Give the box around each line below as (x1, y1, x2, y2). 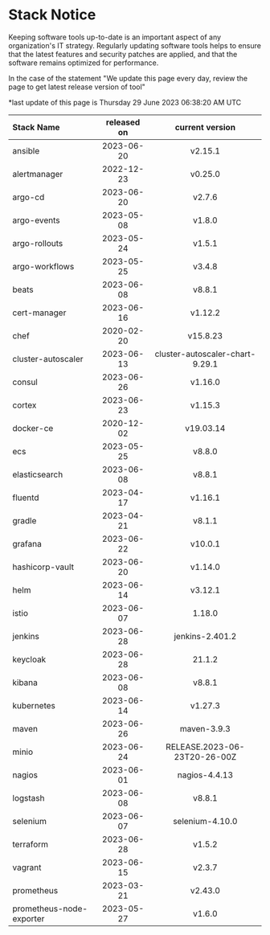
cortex (12, 400, 37, 411)
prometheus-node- (12, 903, 88, 914)
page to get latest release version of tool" (8, 82, 146, 92)
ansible (12, 145, 40, 156)
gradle (12, 515, 37, 526)
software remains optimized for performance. (8, 58, 159, 68)
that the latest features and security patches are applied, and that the (8, 49, 238, 59)
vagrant (12, 862, 42, 873)
